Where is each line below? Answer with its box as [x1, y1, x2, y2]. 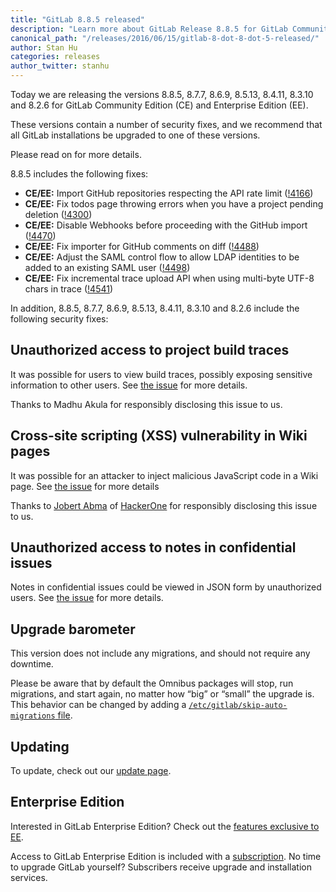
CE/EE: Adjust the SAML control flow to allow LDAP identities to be [24, 251, 300, 263]
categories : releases [10, 52, 101, 62]
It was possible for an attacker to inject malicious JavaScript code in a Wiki [10, 469, 319, 481]
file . [57, 709, 73, 721]
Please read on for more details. [10, 149, 142, 160]
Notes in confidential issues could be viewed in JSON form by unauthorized [10, 581, 322, 593]
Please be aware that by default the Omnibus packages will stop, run [10, 677, 294, 690]
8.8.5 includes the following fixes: [10, 168, 149, 180]
